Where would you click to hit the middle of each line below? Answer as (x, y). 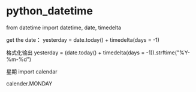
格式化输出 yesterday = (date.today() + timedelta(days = (76, 53)
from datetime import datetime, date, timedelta (64, 27)
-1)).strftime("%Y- (168, 53)
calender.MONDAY (29, 83)
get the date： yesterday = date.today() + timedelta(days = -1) (83, 39)
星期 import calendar (32, 71)
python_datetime (49, 11)
